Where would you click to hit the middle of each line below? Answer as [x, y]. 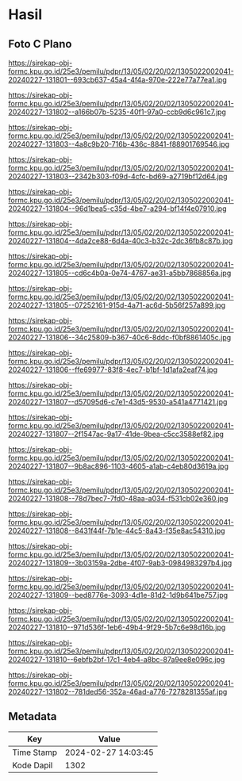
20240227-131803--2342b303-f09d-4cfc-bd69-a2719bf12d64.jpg [118, 176]
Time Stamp [35, 752]
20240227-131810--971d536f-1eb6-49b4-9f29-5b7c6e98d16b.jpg [117, 627]
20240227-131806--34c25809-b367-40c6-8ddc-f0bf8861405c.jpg [120, 337]
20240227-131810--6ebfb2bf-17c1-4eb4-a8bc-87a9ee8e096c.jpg [117, 659]
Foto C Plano [40, 44]
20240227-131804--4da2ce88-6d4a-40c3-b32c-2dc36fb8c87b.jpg [121, 241]
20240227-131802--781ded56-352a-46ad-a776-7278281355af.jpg [118, 692]
